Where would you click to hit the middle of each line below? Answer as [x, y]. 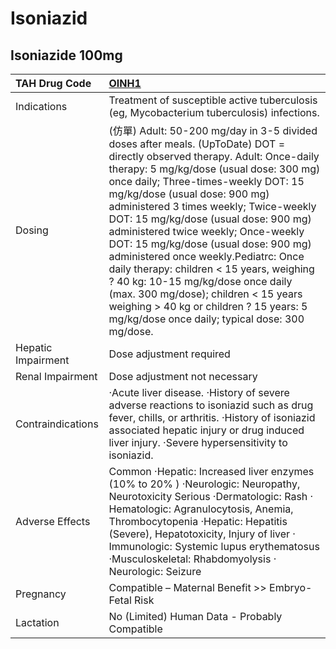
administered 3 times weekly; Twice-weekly [212, 206]
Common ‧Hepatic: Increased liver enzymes [211, 471]
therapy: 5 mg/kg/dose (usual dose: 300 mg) [214, 169]
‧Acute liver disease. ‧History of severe [199, 392]
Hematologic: [140, 509]
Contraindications [57, 424]
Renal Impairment [56, 376]
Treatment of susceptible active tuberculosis [213, 100]
